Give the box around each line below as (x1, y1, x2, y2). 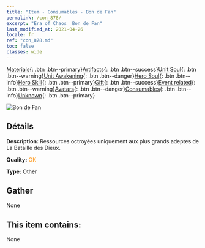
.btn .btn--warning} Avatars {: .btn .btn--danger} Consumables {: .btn (6, 85, 176, 92)
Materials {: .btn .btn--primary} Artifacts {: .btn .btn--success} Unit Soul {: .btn (6, 66, 197, 73)
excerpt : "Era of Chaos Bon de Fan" (6, 20, 103, 26)
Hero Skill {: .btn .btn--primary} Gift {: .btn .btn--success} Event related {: (18, 78, 196, 86)
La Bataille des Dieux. (6, 144, 61, 151)
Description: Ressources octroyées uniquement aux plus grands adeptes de (6, 137, 199, 145)
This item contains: (6, 219, 81, 230)
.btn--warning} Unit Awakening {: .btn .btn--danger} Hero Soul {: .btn (6, 72, 175, 80)
